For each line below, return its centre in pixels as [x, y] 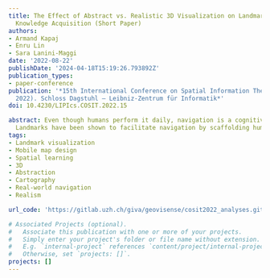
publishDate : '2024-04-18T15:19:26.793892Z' [84, 68]
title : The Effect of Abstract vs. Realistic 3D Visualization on [122, 16]
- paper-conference [41, 83]
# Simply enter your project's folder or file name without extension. [135, 239]
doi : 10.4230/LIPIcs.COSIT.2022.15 [68, 106]
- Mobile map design [43, 150]
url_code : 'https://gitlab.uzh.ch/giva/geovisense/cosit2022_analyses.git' [138, 210]
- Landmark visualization [51, 143]
